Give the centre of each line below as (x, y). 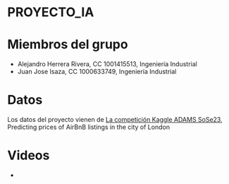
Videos (29, 155)
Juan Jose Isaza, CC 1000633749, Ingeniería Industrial (97, 72)
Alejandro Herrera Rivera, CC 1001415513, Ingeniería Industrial (107, 64)
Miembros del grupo (68, 45)
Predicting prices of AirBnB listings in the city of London (89, 127)
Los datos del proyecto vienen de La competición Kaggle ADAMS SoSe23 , (115, 120)
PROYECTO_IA (51, 12)
